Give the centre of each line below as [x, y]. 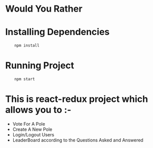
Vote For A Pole [29, 124]
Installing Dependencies [58, 32]
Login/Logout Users [33, 135]
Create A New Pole [32, 129]
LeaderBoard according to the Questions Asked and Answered [78, 140]
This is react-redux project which [77, 99]
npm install [27, 46]
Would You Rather [44, 9]
